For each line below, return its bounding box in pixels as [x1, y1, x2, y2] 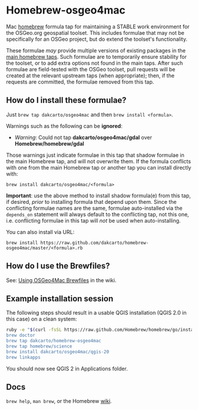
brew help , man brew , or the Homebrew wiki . [6, 398, 112, 405]
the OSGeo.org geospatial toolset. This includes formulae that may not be [6, 29, 184, 36]
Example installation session [6, 293, 114, 303]
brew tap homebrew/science [6, 343, 72, 349]
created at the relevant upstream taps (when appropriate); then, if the [6, 72, 175, 79]
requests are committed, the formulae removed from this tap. [6, 78, 154, 85]
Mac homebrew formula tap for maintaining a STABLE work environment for [6, 23, 190, 30]
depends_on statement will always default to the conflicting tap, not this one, [6, 210, 190, 218]
